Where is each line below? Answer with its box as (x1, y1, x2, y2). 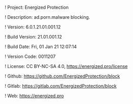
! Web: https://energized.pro (5, 93, 64, 98)
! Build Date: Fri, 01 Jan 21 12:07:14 (5, 44, 77, 50)
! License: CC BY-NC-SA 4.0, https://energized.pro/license (5, 63, 128, 69)
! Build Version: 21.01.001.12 (5, 34, 62, 40)
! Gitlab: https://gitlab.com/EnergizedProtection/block (5, 83, 117, 89)
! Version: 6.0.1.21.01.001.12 (5, 24, 61, 30)
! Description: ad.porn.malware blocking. (5, 14, 90, 20)
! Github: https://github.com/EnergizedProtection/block (5, 73, 120, 79)
